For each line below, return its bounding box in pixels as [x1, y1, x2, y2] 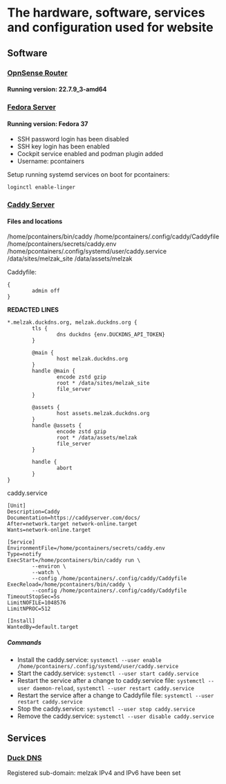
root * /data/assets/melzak [56, 435, 138, 442]
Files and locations [7, 217, 63, 225]
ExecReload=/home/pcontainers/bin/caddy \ [7, 581, 131, 589]
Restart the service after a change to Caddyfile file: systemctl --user [17, 691, 214, 699]
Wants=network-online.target [7, 527, 91, 534]
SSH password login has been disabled [17, 135, 129, 143]
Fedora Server [7, 103, 57, 112]
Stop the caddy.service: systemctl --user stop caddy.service [17, 705, 196, 713]
